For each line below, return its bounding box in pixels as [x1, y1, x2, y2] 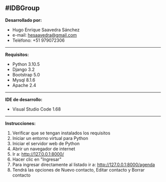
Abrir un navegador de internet [12, 146, 76, 152]
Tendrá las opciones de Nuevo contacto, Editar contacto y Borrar [12, 167, 145, 173]
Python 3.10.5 [12, 61, 40, 67]
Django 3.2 [12, 66, 35, 72]
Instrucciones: [5, 120, 36, 126]
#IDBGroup [5, 4, 40, 12]
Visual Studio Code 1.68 [12, 106, 61, 112]
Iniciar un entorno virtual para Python [12, 135, 88, 141]
